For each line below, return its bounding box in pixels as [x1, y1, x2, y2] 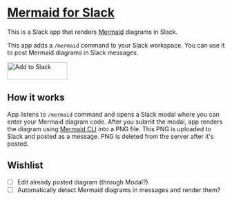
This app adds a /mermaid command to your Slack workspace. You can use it [7, 41, 225, 49]
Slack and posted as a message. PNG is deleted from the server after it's [7, 132, 214, 140]
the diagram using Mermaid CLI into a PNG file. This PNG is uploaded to [7, 124, 212, 133]
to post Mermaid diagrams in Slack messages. [7, 48, 139, 57]
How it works [7, 92, 65, 104]
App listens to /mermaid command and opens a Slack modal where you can [7, 110, 220, 118]
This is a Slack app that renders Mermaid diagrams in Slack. [7, 28, 178, 36]
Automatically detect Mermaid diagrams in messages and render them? [17, 185, 221, 194]
